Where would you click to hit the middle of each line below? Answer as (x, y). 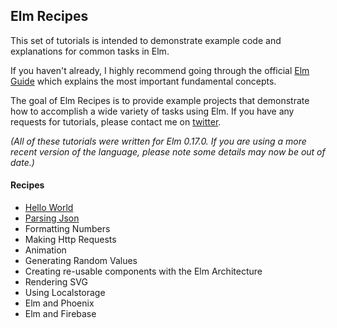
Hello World (49, 208)
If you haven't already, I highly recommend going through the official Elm (160, 70)
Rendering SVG (56, 282)
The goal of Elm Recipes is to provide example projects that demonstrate (160, 100)
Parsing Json (52, 218)
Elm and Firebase (60, 314)
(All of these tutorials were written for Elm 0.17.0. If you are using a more (158, 141)
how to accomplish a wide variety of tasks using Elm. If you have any (152, 111)
